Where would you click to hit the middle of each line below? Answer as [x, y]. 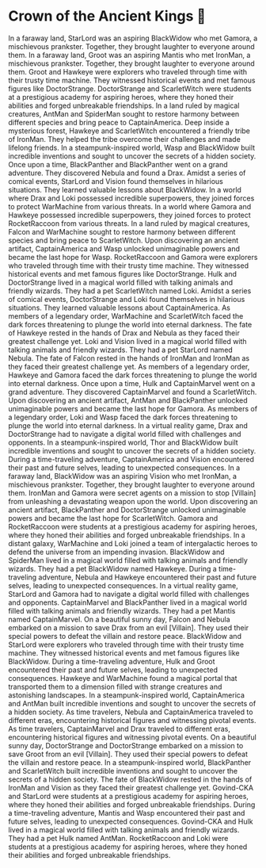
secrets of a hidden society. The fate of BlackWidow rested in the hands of [130, 779]
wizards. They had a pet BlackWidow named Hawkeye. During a [113, 568]
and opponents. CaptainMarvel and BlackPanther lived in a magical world [127, 602]
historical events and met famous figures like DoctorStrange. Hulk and [123, 273]
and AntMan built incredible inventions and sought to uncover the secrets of [132, 703]
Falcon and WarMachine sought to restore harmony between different [122, 231]
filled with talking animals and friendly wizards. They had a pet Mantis [122, 610]
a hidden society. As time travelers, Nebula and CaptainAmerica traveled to [131, 712]
